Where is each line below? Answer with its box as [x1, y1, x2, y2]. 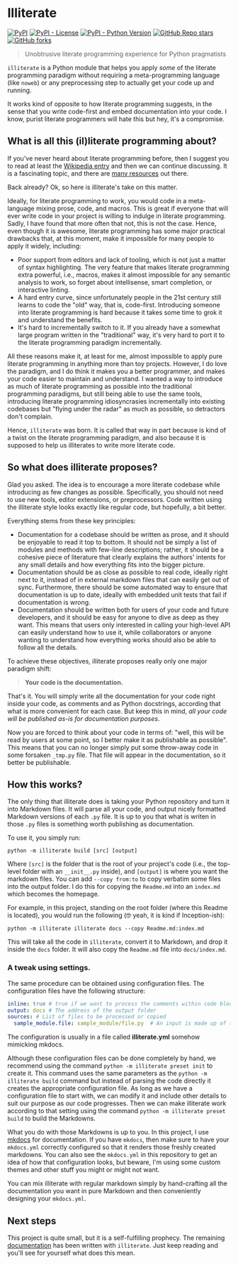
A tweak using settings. [7, 963, 91, 973]
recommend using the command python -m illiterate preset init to [7, 1061, 213, 1070]
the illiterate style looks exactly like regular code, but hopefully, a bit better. [7, 503, 227, 511]
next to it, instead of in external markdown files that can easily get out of [17, 575, 229, 583]
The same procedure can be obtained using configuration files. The [7, 979, 205, 987]
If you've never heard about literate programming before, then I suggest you [7, 154, 229, 162]
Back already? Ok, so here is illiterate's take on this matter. [7, 183, 178, 191]
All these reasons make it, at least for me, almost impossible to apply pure [7, 352, 223, 360]
